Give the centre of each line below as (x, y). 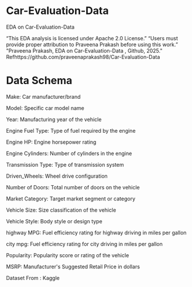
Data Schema (39, 81)
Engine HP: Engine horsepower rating (51, 142)
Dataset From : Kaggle (33, 278)
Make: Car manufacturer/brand (43, 96)
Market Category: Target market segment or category (71, 198)
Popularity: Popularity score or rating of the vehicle (68, 255)
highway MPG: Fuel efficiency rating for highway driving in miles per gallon (96, 233)
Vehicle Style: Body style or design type (54, 221)
